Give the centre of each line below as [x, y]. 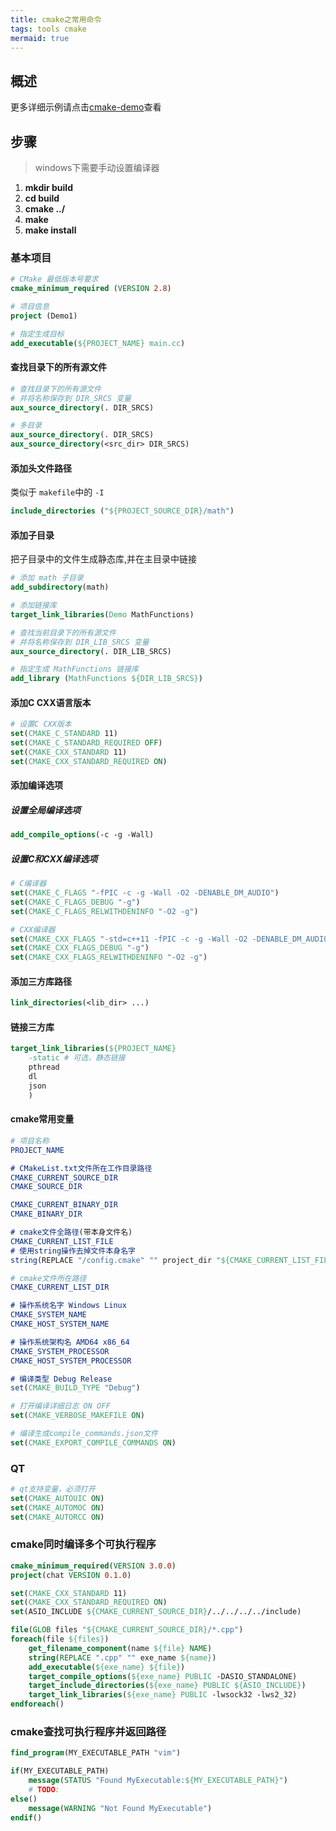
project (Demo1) [44, 316]
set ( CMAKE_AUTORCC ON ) [57, 1517]
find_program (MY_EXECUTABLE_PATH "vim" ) [96, 1753]
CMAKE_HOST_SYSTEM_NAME [60, 1324]
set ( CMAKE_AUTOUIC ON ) [57, 1498]
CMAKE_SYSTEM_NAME [48, 1315]
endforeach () [37, 1704]
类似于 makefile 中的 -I [57, 492]
